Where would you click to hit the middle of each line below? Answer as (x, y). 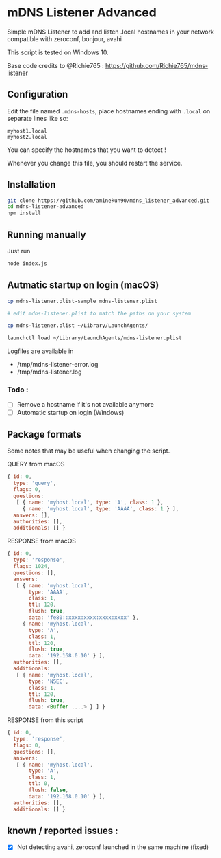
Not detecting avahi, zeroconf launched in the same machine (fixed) (113, 847)
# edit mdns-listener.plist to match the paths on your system (99, 313)
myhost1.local (27, 131)
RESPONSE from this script (45, 720)
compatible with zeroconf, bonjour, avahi (64, 38)
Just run (19, 251)
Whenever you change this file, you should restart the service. (95, 163)
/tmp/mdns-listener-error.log (57, 365)
